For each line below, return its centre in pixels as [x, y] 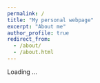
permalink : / [26, 13]
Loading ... [22, 72]
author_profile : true [38, 33]
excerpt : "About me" [37, 26]
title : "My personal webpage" [51, 20]
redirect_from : [29, 39]
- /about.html [33, 53]
